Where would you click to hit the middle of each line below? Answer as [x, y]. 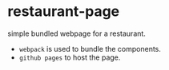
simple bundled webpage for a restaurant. [76, 33]
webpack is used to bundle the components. [90, 49]
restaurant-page [64, 12]
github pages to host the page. [70, 57]
